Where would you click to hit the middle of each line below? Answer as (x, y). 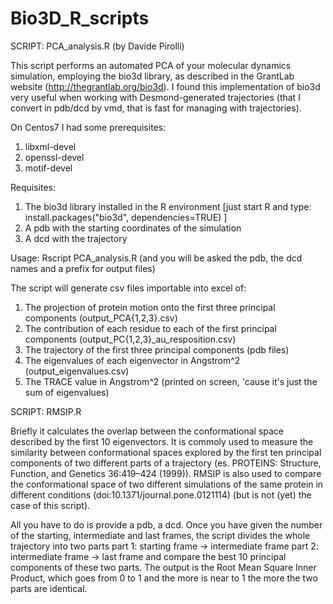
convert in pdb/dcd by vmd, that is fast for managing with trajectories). (156, 108)
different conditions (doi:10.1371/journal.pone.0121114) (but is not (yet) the (161, 494)
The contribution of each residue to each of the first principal (150, 328)
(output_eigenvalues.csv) (77, 371)
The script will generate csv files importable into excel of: (128, 288)
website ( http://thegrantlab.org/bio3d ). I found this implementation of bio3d (165, 86)
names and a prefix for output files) (83, 268)
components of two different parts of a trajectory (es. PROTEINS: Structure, (166, 463)
